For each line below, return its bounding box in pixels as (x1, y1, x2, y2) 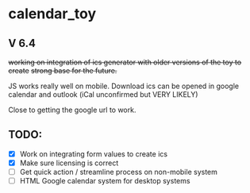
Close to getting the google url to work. (8, 105, 137, 114)
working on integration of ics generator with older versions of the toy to (8, 57, 242, 67)
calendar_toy (8, 5, 97, 23)
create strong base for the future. (8, 66, 117, 75)
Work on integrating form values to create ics (19, 149, 168, 159)
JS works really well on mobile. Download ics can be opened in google (8, 81, 240, 91)
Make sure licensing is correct (19, 158, 119, 168)
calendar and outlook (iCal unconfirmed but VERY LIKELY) (8, 90, 198, 99)
